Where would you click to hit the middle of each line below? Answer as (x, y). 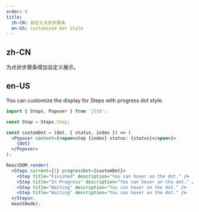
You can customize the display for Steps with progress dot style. (85, 100)
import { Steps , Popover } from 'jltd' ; (57, 111)
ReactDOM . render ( (28, 165)
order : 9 (17, 12)
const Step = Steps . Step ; (38, 122)
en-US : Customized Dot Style (47, 28)
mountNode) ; (26, 204)
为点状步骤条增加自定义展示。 (42, 67)
